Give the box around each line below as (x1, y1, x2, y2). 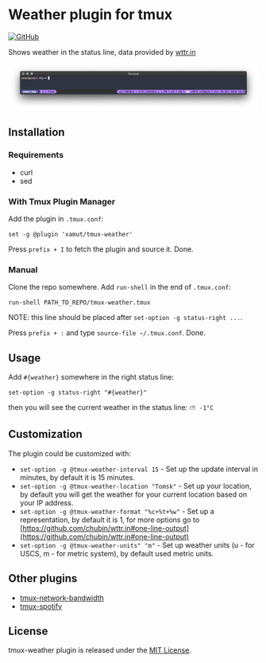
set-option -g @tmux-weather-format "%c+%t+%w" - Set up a (19, 506, 214, 516)
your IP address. (19, 497, 74, 507)
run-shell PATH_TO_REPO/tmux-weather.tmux (8, 298, 151, 307)
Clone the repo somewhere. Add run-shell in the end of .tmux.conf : (8, 283, 232, 292)
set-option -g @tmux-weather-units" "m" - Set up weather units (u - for (19, 540, 256, 550)
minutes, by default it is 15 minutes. (19, 472, 135, 482)
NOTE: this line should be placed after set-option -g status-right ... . (8, 313, 243, 322)
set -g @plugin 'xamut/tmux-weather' (8, 230, 133, 238)
